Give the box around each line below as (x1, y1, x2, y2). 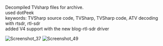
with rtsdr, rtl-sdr (5, 20, 41, 26)
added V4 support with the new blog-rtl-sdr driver (5, 26, 110, 32)
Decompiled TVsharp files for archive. (5, 5, 84, 10)
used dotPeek (5, 10, 34, 16)
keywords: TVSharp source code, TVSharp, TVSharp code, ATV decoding (5, 15, 158, 21)
